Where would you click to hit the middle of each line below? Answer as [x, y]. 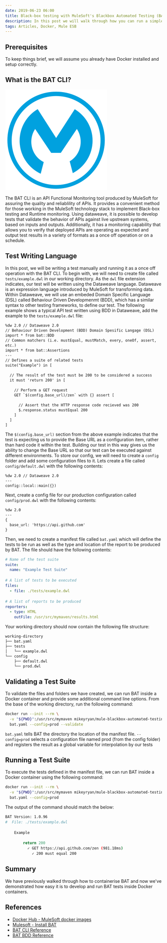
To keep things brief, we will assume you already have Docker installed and [82, 59]
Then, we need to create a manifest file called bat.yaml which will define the [83, 539]
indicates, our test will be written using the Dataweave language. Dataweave [83, 284]
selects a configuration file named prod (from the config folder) [95, 739]
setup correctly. [21, 64]
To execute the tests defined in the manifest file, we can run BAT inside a [80, 772]
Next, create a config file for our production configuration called [71, 495]
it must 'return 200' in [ [38, 380]
